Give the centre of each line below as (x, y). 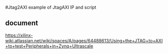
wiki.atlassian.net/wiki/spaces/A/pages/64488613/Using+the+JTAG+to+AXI (84, 40)
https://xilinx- (19, 35)
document (22, 23)
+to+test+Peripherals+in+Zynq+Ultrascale (49, 46)
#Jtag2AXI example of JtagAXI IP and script (51, 7)
